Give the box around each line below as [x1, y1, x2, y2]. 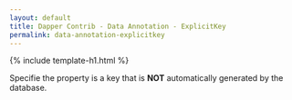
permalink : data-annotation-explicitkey [9, 30, 166, 39]
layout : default [9, 13, 71, 23]
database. [9, 83, 47, 94]
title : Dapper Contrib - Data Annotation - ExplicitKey [9, 22, 226, 31]
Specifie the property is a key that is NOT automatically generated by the [9, 73, 284, 84]
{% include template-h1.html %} [9, 55, 130, 66]
